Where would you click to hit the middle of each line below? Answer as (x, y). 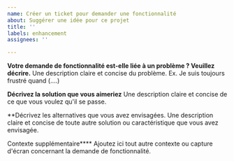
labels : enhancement (37, 33)
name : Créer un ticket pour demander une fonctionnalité (92, 14)
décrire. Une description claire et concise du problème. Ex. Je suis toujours (116, 73)
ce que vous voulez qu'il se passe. (57, 101)
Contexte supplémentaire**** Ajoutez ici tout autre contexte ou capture (110, 143)
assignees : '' (28, 40)
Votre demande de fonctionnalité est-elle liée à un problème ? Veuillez (111, 66)
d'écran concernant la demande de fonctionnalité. (79, 151)
